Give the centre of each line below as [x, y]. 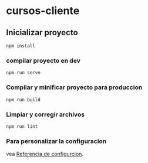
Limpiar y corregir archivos [46, 114]
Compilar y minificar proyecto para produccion [74, 87]
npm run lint [22, 126]
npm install [21, 46]
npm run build [23, 100]
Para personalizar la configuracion [56, 141]
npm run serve [23, 73]
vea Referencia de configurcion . [45, 154]
